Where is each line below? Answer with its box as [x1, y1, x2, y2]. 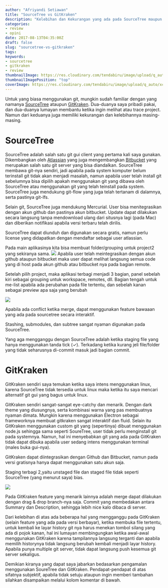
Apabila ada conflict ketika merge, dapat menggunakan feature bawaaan [5, 306, 155, 312]
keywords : [5, 54, 26, 59]
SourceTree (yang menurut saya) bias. [5, 474, 84, 480]
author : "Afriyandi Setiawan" [5, 7, 68, 13]
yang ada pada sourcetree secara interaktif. [5, 311, 95, 317]
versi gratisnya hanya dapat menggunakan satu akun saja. [5, 459, 125, 465]
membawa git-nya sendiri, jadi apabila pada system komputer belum [5, 167, 146, 173]
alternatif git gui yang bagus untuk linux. [5, 392, 88, 398]
